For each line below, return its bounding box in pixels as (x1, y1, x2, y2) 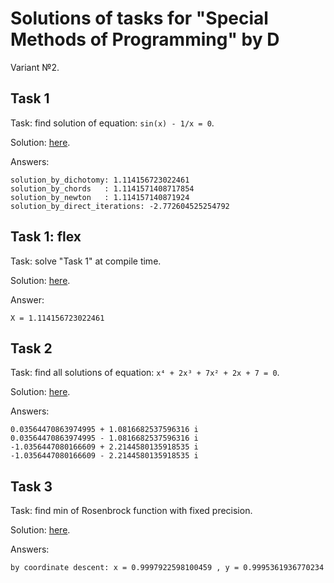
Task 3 (10, 478, 53, 495)
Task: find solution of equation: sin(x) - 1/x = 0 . (10, 117, 215, 129)
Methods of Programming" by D (10, 28, 280, 51)
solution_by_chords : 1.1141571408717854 (10, 183, 195, 194)
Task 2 (10, 340, 53, 357)
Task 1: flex (10, 228, 82, 246)
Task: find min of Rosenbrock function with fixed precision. (10, 505, 253, 517)
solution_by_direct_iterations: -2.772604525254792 (10, 201, 230, 211)
